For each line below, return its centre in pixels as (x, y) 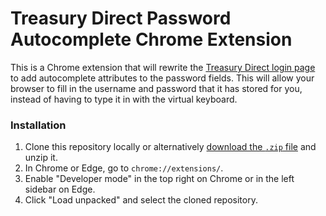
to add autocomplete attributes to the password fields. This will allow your (162, 78)
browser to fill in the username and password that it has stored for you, (156, 88)
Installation (38, 125)
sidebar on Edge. (60, 189)
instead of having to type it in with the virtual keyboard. (124, 99)
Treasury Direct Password (121, 18)
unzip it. (41, 158)
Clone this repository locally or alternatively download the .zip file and (170, 147)
